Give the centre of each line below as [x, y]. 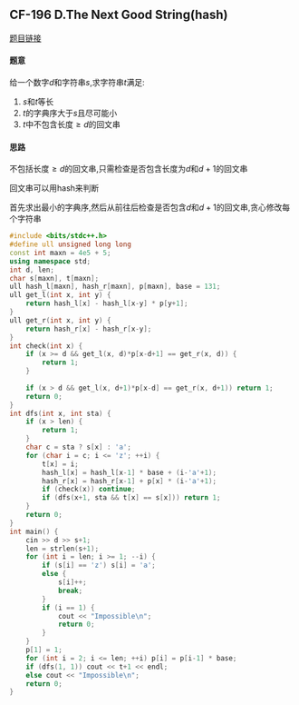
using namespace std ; [50, 261]
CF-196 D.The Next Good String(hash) [119, 15]
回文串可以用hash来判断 [54, 188]
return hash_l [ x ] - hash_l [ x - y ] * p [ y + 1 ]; [107, 303]
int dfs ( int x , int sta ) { [60, 413]
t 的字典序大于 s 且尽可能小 [70, 114]
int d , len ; [32, 270]
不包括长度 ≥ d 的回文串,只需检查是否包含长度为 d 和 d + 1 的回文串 [129, 169]
